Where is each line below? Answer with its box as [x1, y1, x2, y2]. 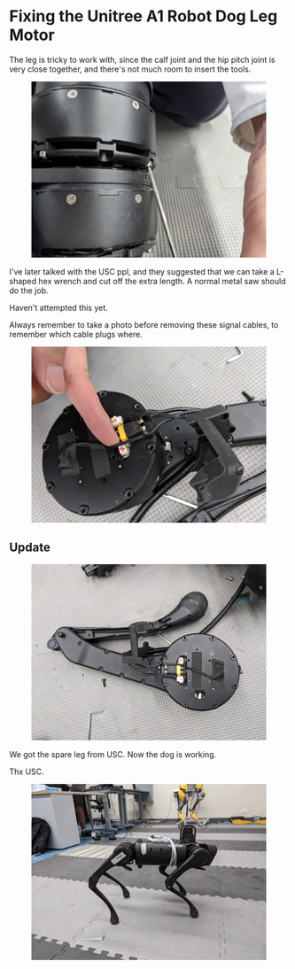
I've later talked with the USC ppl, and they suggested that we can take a [9, 266, 275, 276]
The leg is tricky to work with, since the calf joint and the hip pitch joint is [9, 54, 276, 65]
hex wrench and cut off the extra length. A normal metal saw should [38, 275, 286, 286]
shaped [9, 275, 37, 286]
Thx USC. [9, 766, 44, 777]
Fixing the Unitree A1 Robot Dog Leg [9, 6, 278, 27]
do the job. [9, 285, 49, 296]
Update [9, 540, 51, 555]
